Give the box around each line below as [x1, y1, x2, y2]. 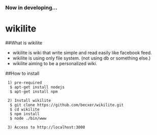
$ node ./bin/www [10, 116, 47, 121]
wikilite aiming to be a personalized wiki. [12, 60, 98, 66]
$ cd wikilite [10, 106, 40, 112]
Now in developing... [5, 4, 57, 11]
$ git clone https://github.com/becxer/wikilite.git [10, 102, 124, 107]
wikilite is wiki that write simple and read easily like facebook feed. [12, 49, 152, 56]
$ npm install [10, 111, 40, 116]
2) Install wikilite [7, 98, 51, 103]
